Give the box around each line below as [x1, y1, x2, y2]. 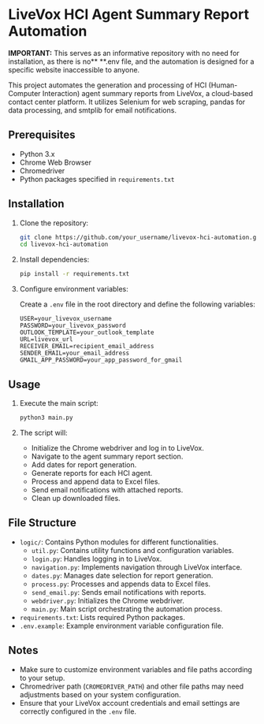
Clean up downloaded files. [31, 493, 121, 503]
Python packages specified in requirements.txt [19, 174, 175, 184]
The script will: [19, 428, 69, 437]
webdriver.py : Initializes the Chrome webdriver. [31, 596, 185, 605]
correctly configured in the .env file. [19, 707, 136, 716]
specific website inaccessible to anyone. [8, 65, 140, 74]
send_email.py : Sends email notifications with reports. [31, 587, 206, 596]
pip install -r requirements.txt [19, 270, 130, 278]
